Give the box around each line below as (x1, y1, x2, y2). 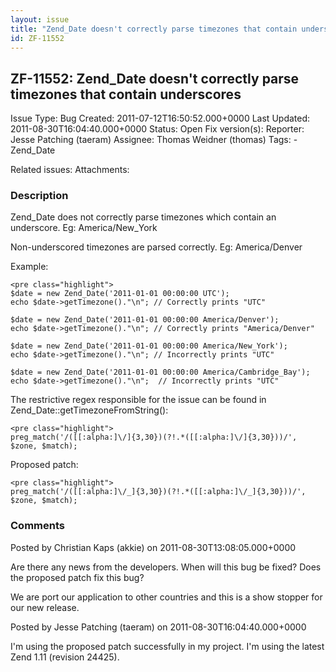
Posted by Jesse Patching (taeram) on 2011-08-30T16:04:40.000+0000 (10, 621, 307, 633)
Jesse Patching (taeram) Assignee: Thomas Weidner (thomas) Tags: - (10, 134, 298, 146)
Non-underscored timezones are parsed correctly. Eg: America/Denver (10, 241, 303, 253)
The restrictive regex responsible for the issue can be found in (10, 394, 267, 406)
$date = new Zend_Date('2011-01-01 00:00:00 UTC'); (10, 289, 230, 299)
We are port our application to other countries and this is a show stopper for (10, 591, 323, 603)
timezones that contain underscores (10, 86, 242, 103)
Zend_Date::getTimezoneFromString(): (10, 404, 169, 416)
